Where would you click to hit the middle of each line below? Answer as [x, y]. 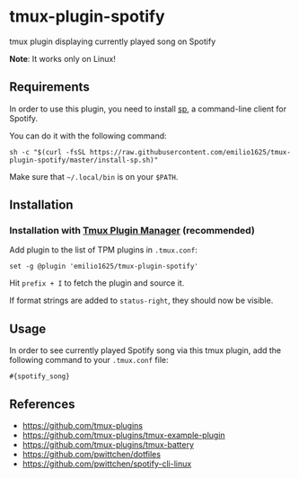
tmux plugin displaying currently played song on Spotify [113, 41]
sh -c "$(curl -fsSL [48, 152]
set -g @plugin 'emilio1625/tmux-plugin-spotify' [104, 267]
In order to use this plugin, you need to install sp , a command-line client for [148, 109]
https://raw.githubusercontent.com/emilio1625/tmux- [190, 152]
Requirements [49, 87]
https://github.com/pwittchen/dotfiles [92, 455]
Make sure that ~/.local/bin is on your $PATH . [94, 176]
